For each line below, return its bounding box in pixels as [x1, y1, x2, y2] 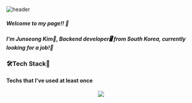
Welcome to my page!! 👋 [6, 19, 69, 27]
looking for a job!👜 [6, 44, 54, 51]
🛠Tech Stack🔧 [6, 59, 50, 68]
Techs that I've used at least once [6, 76, 93, 84]
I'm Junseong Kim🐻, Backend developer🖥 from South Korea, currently [6, 35, 186, 42]
